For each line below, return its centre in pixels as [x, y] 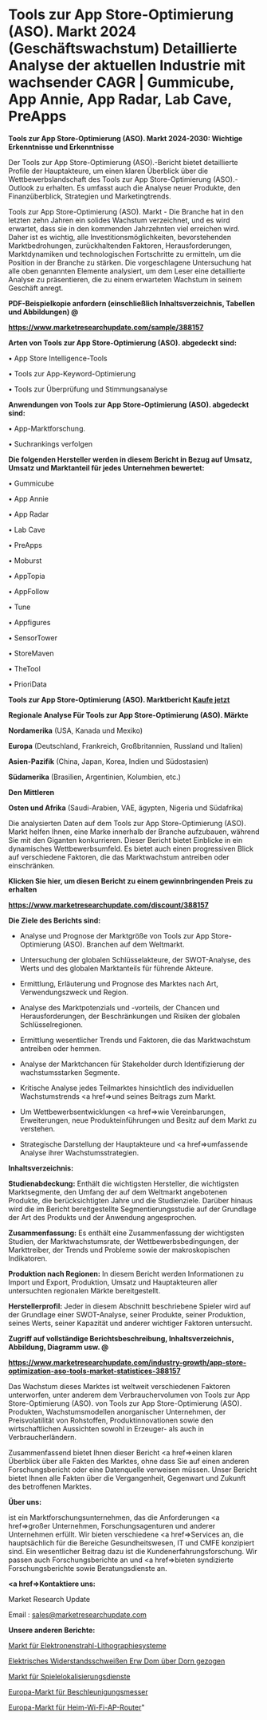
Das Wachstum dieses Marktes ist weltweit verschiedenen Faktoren [120, 1386]
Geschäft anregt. [36, 288]
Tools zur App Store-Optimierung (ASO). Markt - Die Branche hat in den [126, 211]
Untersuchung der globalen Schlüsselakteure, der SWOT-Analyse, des [135, 959]
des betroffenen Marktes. [50, 1486]
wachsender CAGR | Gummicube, [121, 83]
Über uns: [25, 1502]
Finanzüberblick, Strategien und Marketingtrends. [90, 196]
